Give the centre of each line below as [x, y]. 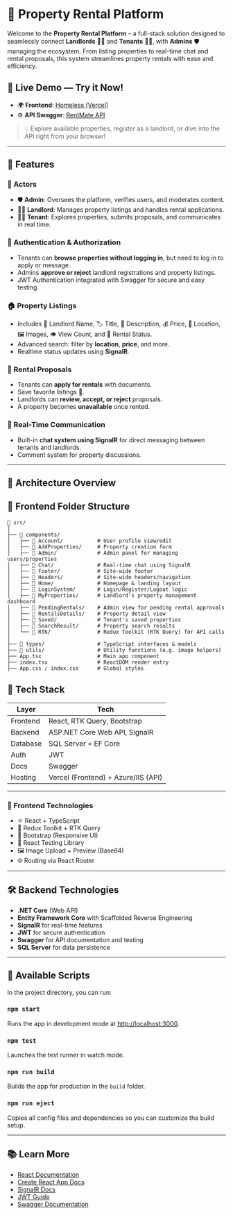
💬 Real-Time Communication [57, 425]
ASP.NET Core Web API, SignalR [101, 732]
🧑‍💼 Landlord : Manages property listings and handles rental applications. [120, 210]
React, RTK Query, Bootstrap [95, 721]
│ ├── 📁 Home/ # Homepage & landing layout [94, 583]
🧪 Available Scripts [49, 976]
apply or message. [44, 265]
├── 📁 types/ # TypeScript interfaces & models [102, 644]
